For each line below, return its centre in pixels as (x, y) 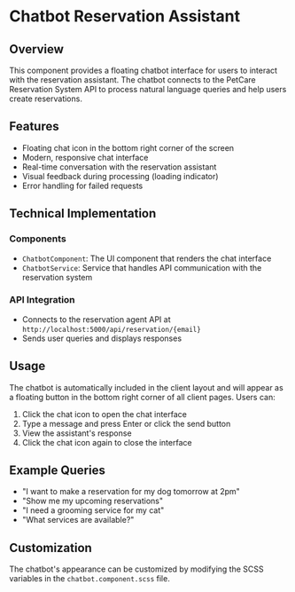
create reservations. (46, 99)
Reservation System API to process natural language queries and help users (148, 89)
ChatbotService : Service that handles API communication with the (142, 267)
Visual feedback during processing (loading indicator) (120, 176)
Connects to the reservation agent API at (96, 319)
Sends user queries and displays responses (102, 338)
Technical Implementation (83, 213)
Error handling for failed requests (82, 185)
